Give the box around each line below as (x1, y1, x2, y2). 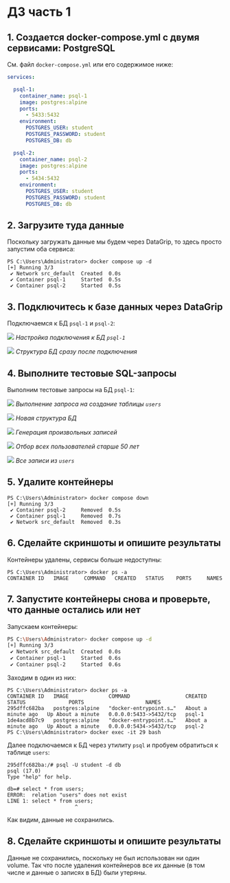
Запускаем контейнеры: (7, 622, 78, 630)
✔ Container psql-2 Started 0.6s (10, 661, 122, 668)
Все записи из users (15, 457, 75, 465)
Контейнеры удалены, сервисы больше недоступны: (7, 555, 162, 564)
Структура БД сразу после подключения (15, 347, 137, 356)
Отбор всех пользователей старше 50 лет (15, 442, 139, 450)
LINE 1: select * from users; (7, 797, 94, 804)
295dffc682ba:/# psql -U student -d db (7, 761, 122, 768)
